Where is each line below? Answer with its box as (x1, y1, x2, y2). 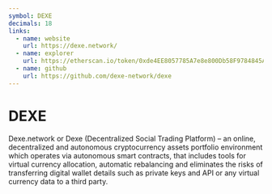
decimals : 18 (8, 19, 53, 27)
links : (8, 27, 31, 35)
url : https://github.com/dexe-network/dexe (23, 72, 172, 80)
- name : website (15, 34, 70, 43)
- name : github (15, 65, 67, 73)
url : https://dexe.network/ (23, 42, 117, 50)
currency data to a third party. (8, 176, 108, 186)
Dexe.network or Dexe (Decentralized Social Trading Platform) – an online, (8, 133, 257, 143)
